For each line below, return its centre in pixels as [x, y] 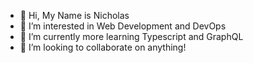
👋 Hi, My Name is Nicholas [74, 15]
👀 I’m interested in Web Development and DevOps [123, 26]
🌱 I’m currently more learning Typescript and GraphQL [131, 36]
